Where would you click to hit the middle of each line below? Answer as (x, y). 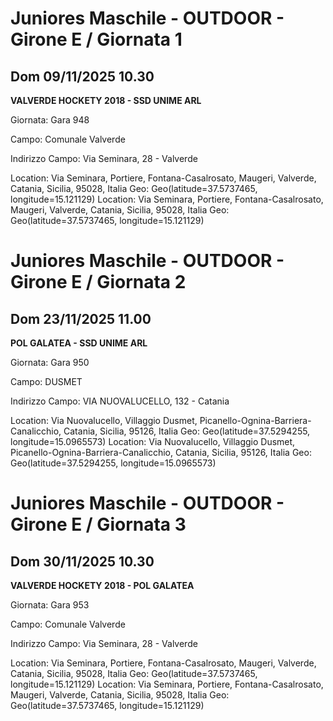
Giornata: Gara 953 (50, 605)
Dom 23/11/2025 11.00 (81, 318)
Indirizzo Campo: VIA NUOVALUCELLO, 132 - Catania (120, 401)
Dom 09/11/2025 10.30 (82, 76)
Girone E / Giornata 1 (96, 39)
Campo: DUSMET (46, 381)
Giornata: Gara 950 (50, 362)
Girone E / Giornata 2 (98, 282)
